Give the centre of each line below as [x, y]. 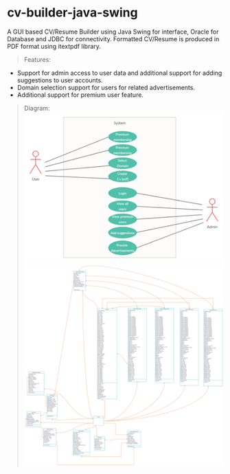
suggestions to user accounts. [60, 80]
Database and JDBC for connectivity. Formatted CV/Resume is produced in [113, 38]
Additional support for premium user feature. [80, 95]
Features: [37, 59]
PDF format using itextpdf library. [54, 46]
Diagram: [37, 108]
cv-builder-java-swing [73, 13]
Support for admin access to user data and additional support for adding [119, 73]
